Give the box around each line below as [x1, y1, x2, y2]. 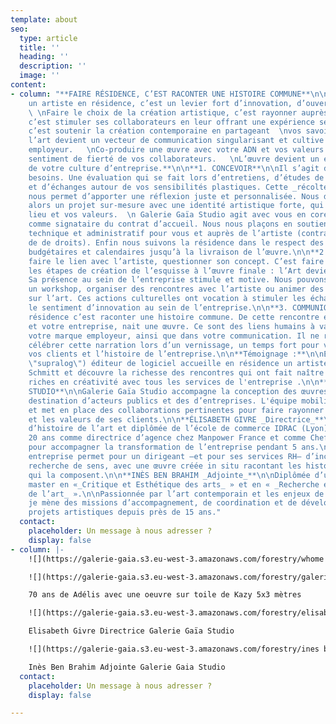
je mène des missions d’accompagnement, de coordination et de [28, 498, 298, 508]
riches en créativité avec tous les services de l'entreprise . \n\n [28, 377, 320, 387]
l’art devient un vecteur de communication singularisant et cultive [28, 136, 325, 146]
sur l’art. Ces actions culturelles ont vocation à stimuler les [28, 294, 307, 304]
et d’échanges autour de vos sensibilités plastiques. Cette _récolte [28, 182, 329, 192]
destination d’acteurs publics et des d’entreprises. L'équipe [28, 396, 298, 406]
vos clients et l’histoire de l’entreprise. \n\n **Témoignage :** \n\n [28, 349, 325, 360]
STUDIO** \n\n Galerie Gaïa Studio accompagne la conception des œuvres [28, 386, 329, 396]
